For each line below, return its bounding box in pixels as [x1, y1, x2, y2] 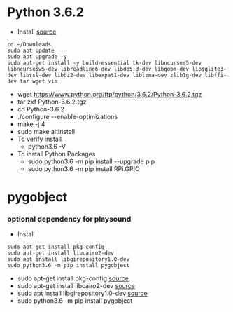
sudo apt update [7, 47, 55, 54]
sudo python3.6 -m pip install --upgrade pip [27, 157, 155, 165]
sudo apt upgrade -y [7, 53, 68, 60]
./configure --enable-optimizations [17, 112, 118, 121]
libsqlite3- [192, 65, 227, 72]
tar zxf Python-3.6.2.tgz [17, 97, 87, 106]
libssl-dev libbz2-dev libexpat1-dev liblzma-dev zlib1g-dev [20, 72, 202, 79]
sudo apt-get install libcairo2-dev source [17, 282, 135, 290]
